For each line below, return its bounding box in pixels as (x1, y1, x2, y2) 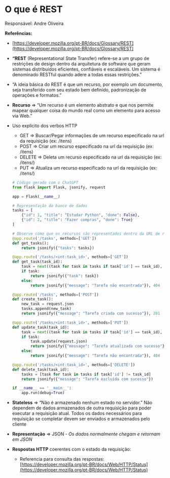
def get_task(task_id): (12, 259, 63, 265)
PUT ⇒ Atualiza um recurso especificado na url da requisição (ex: (19, 165, 158, 171)
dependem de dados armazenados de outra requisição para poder (12, 405, 152, 411)
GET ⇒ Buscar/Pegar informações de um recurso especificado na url (19, 132, 164, 138)
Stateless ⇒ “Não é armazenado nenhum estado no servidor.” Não (12, 400, 153, 406)
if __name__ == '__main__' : (12, 386, 72, 391)
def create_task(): (12, 297, 54, 302)
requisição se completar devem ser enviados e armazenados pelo (12, 416, 150, 422)
